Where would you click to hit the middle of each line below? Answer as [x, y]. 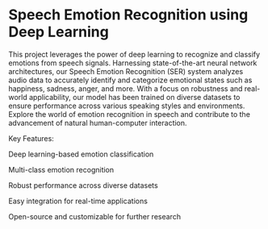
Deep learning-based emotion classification [81, 154]
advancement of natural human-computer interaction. [98, 123]
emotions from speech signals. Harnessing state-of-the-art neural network [133, 63]
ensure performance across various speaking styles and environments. [127, 106]
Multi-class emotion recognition [61, 169]
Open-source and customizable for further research [95, 216]
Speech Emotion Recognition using [128, 15]
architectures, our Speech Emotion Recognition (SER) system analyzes [126, 71]
